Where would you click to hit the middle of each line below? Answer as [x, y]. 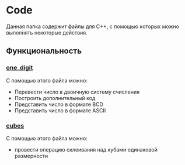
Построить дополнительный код [55, 98]
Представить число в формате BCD [59, 104]
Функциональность [44, 51]
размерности [31, 156]
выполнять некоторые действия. [47, 32]
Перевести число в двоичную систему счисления [77, 92]
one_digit [20, 68]
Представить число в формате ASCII [60, 110]
